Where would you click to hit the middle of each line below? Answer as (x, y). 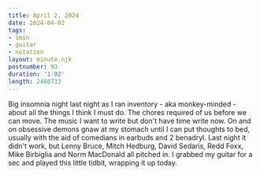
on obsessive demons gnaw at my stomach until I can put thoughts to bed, (129, 129)
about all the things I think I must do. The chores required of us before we (127, 112)
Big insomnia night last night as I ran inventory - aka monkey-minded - (122, 104)
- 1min (19, 37)
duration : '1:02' (37, 74)
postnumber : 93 (33, 67)
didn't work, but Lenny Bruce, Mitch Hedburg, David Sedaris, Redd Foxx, (126, 146)
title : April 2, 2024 (44, 15)
